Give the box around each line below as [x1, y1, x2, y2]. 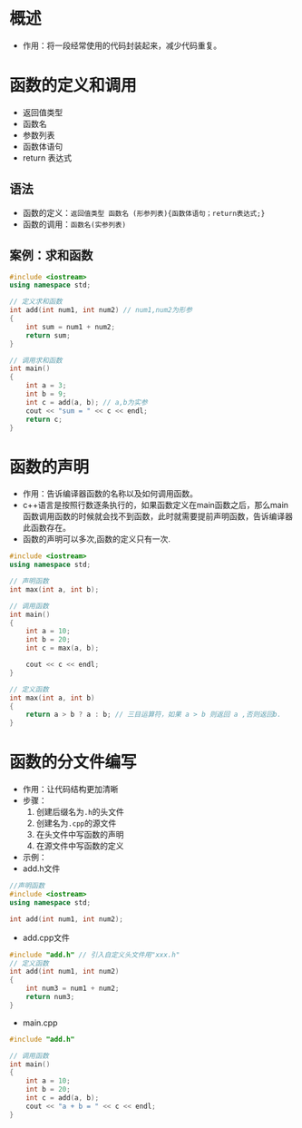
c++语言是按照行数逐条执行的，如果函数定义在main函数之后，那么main [22, 500, 288, 511]
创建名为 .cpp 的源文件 [35, 818, 117, 829]
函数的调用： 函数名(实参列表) [22, 219, 127, 230]
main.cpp [22, 1017, 58, 1028]
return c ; [25, 415, 63, 424]
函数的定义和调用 [9, 75, 138, 96]
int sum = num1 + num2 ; [25, 322, 116, 331]
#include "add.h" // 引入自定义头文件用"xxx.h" [9, 950, 180, 959]
